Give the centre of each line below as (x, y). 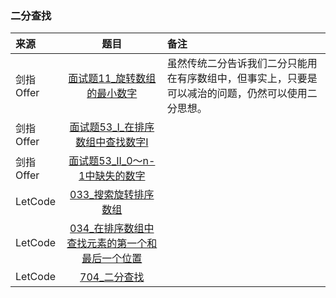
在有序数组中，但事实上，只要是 (242, 79)
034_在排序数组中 (112, 229)
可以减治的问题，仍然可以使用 (237, 94)
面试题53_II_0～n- (112, 161)
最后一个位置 (112, 259)
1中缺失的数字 (112, 176)
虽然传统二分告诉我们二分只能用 (242, 64)
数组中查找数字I (112, 142)
